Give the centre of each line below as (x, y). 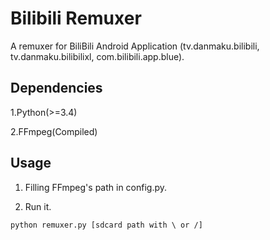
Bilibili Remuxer (76, 18)
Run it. (38, 206)
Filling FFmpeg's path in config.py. (96, 187)
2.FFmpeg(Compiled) (54, 131)
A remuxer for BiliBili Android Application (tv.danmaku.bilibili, (135, 46)
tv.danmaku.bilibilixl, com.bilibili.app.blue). (97, 56)
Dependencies (56, 88)
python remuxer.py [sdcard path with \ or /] (106, 225)
